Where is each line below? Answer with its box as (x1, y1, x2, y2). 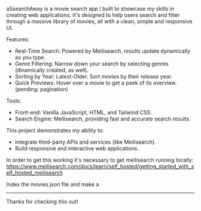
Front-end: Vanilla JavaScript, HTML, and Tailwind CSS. (14, 109, 153, 116)
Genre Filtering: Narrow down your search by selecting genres (14, 60, 169, 67)
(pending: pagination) (14, 86, 69, 92)
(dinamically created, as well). (14, 67, 89, 74)
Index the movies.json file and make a (6, 181, 99, 188)
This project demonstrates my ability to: (6, 127, 104, 134)
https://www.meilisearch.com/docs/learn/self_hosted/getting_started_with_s (6, 163, 194, 170)
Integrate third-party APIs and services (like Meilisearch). (14, 138, 157, 146)
